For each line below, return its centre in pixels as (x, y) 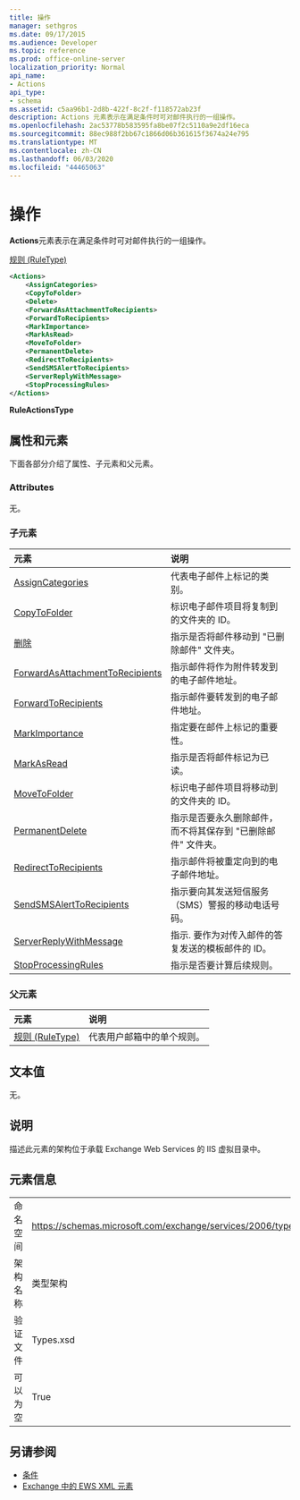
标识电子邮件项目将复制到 (225, 606)
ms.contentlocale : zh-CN (55, 150)
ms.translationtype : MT (54, 142)
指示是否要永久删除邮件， (225, 818)
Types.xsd (54, 1340)
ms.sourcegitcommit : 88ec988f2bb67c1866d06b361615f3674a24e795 (129, 134)
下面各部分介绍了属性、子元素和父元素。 (83, 464)
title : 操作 (30, 17)
